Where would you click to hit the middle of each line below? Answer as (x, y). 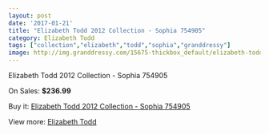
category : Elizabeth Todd (51, 38)
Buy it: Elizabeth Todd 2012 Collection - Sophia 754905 (99, 106)
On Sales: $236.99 (40, 91)
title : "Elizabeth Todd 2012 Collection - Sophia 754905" (107, 30)
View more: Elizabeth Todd (52, 122)
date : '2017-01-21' (41, 23)
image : (19, 53)
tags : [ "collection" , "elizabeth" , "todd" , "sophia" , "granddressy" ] (119, 45)
